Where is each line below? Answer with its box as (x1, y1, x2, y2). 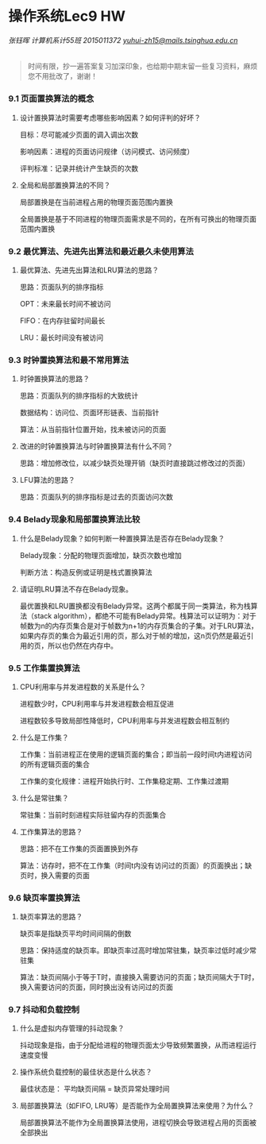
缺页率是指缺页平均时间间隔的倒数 (19, 929, 132, 938)
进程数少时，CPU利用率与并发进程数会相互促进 (19, 699, 175, 708)
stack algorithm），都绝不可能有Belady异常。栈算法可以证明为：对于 (33, 611, 256, 620)
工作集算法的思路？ (19, 826, 83, 836)
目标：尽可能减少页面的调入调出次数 (19, 129, 139, 139)
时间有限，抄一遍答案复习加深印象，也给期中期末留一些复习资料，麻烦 (27, 61, 258, 71)
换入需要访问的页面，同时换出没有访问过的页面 (19, 982, 173, 992)
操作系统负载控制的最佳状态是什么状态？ (19, 1067, 152, 1077)
